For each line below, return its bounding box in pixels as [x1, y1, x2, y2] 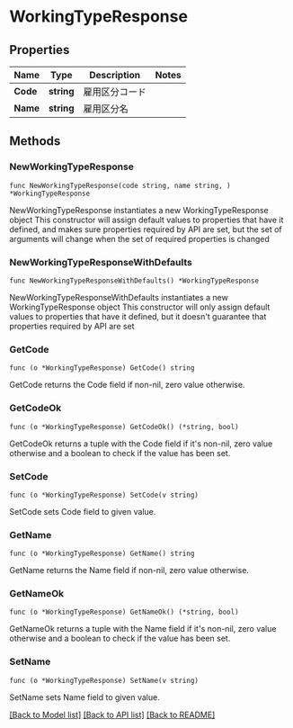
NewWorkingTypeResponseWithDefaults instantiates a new [9, 292, 229, 302]
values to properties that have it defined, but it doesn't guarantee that [9, 310, 267, 321]
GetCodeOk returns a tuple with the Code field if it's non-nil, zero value [9, 438, 273, 449]
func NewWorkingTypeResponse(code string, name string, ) [9, 181, 231, 190]
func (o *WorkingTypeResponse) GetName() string [9, 549, 195, 559]
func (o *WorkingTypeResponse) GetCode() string [9, 364, 195, 373]
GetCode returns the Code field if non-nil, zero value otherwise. [9, 380, 245, 391]
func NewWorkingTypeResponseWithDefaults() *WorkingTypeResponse [9, 276, 259, 285]
